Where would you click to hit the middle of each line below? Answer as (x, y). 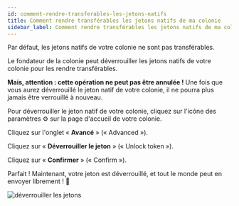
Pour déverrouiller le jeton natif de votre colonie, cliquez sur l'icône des (112, 112)
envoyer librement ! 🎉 (38, 181)
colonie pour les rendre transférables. (63, 69)
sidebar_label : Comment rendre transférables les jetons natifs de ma (114, 27)
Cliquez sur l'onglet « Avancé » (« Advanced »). (78, 133)
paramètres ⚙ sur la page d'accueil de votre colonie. (85, 119)
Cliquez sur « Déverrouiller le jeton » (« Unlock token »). (91, 146)
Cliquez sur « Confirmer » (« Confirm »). (67, 160)
